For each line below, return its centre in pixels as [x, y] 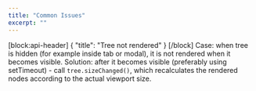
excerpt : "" [27, 23]
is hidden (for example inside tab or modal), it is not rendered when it [119, 53]
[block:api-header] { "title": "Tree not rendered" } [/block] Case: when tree [128, 45]
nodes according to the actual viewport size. [80, 78]
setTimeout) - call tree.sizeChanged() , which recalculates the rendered [123, 70]
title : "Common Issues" [47, 15]
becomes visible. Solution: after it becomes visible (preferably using [117, 62]
